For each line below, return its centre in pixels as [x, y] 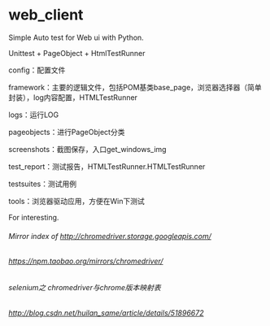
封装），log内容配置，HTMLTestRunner [73, 97]
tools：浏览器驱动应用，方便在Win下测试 [76, 201]
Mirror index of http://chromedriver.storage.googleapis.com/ [110, 236]
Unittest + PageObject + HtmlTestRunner [77, 53]
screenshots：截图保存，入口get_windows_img [87, 149]
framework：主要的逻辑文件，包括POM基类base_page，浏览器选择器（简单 [135, 87]
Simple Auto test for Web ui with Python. [76, 37]
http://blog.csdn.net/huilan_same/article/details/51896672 [106, 313]
